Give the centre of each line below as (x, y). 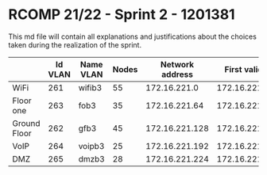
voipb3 (91, 146)
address (177, 74)
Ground (26, 123)
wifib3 (90, 87)
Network (177, 64)
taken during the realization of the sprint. (75, 44)
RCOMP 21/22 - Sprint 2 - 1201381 (122, 15)
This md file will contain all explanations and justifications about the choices (132, 36)
